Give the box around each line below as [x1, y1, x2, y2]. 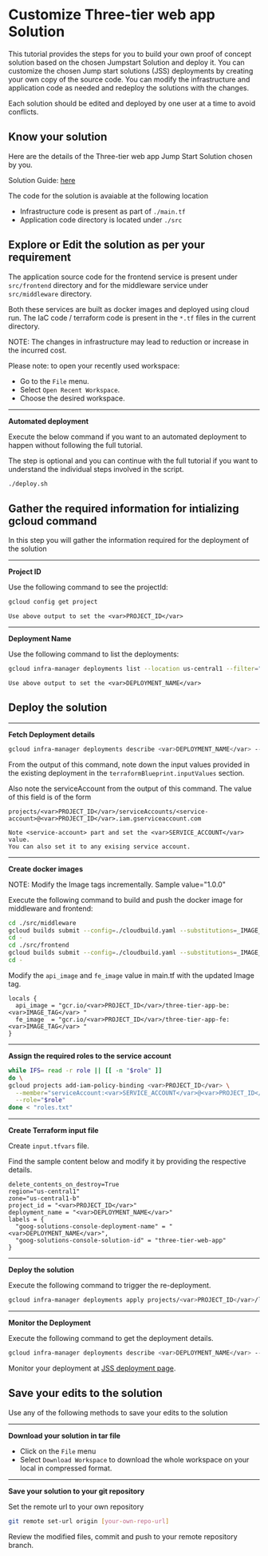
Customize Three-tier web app [8, 6, 215, 24]
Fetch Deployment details [8, 729, 96, 739]
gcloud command [8, 514, 97, 528]
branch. [8, 1540, 34, 1550]
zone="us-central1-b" [8, 1195, 81, 1203]
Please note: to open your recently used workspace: [8, 361, 180, 370]
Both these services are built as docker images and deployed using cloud [8, 304, 250, 313]
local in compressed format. [19, 1463, 112, 1473]
